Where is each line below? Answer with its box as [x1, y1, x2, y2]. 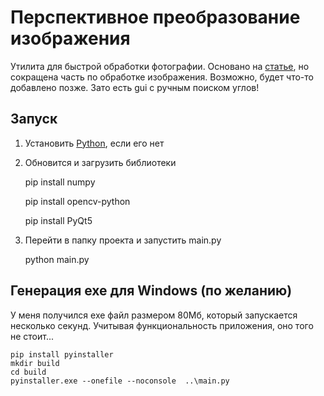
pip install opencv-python [24, 195, 131, 207]
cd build [10, 367, 47, 377]
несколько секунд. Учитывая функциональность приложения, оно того [10, 319, 314, 331]
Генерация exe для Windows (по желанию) [10, 282, 293, 300]
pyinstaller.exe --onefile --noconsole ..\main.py [10, 376, 230, 386]
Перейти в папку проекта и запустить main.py [24, 234, 222, 246]
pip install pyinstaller [10, 349, 114, 360]
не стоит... [10, 330, 55, 342]
